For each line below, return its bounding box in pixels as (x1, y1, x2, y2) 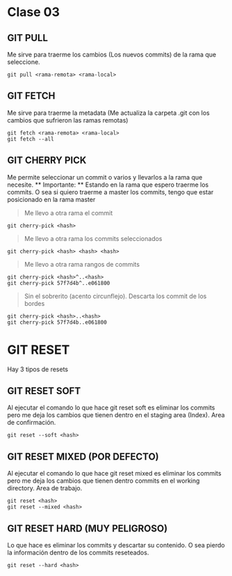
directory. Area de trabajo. (7, 484, 83, 492)
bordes (24, 299, 45, 307)
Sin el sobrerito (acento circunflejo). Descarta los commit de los (24, 292, 207, 300)
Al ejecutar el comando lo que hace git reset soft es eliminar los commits (7, 403, 215, 412)
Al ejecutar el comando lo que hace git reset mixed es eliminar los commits (7, 469, 222, 478)
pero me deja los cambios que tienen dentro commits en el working (7, 476, 200, 485)
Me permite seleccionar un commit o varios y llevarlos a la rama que (7, 173, 203, 181)
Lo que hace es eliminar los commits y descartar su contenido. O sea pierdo (7, 541, 225, 549)
